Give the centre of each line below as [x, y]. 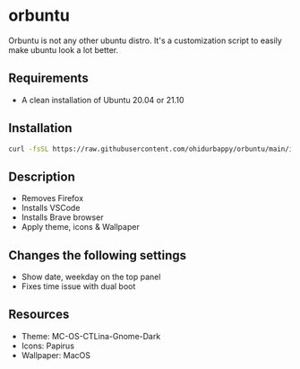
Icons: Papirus [48, 346]
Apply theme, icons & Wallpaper [80, 227]
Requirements [48, 79]
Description [42, 176]
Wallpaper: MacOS [56, 355]
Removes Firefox [52, 198]
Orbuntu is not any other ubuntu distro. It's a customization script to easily [146, 40]
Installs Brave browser [62, 217]
